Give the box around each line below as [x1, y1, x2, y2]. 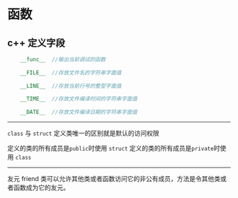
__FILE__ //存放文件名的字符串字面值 [20, 69, 122, 76]
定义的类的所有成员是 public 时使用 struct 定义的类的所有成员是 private [7, 144, 214, 152]
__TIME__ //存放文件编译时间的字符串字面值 [20, 95, 137, 103]
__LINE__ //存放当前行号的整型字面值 [20, 82, 122, 89]
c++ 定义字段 [7, 37, 65, 49]
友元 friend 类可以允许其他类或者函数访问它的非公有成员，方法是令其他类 [7, 174, 221, 182]
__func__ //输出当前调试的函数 [20, 56, 106, 63]
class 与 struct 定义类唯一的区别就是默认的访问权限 [7, 129, 159, 137]
